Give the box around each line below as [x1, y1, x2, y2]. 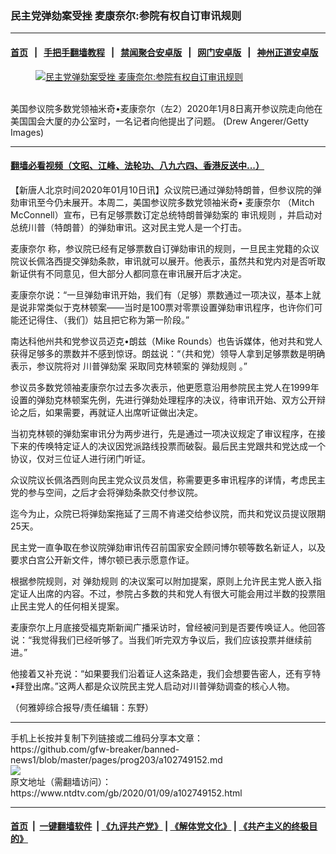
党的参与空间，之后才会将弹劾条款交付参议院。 [10, 486, 203, 498]
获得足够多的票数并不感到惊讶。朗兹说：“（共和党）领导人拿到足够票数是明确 [10, 347, 326, 359]
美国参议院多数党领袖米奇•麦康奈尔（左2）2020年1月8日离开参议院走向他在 [10, 102, 323, 114]
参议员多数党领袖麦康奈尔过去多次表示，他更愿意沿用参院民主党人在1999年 [10, 381, 320, 393]
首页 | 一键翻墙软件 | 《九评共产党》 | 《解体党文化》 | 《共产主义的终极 [10, 820, 310, 832]
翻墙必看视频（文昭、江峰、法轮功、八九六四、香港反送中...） [10, 160, 265, 172]
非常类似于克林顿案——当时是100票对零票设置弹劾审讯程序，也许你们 [27, 301, 315, 313]
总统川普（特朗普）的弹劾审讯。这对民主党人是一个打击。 [10, 221, 247, 233]
